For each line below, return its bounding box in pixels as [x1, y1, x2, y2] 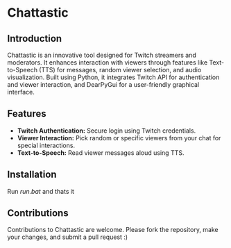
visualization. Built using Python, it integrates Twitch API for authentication [7, 73, 220, 81]
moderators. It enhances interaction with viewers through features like [7, 58, 208, 67]
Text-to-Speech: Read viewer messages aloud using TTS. [17, 148, 185, 157]
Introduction [7, 33, 62, 44]
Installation [7, 169, 57, 181]
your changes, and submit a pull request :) [7, 233, 128, 241]
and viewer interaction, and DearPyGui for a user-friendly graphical [7, 81, 200, 88]
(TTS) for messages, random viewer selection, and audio [39, 66, 202, 74]
